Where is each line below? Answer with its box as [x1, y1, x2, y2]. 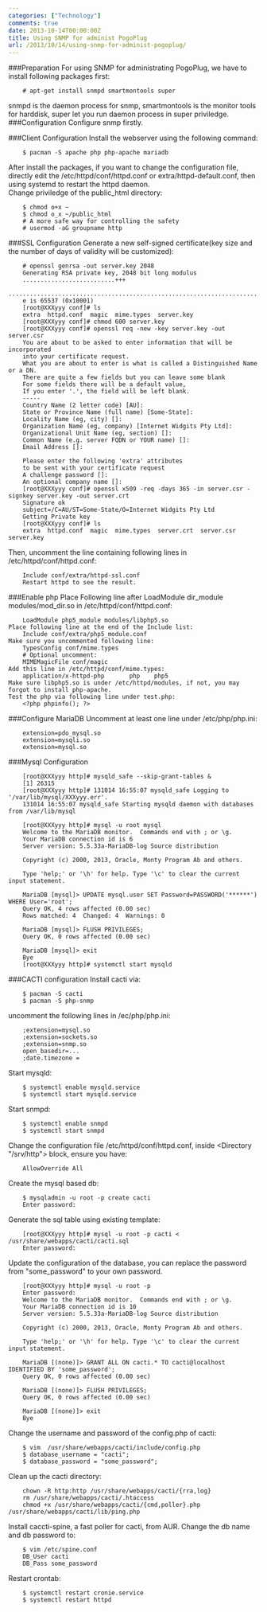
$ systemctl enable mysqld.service [22, 1083, 141, 1091]
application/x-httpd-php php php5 [22, 672, 169, 681]
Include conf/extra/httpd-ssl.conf [22, 572, 141, 580]
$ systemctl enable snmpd [22, 1120, 109, 1128]
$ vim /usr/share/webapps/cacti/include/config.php [22, 1444, 201, 1452]
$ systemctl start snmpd [22, 1127, 105, 1135]
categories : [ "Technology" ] [8, 11, 102, 20]
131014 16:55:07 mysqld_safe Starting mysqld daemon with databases [22, 801, 254, 809]
